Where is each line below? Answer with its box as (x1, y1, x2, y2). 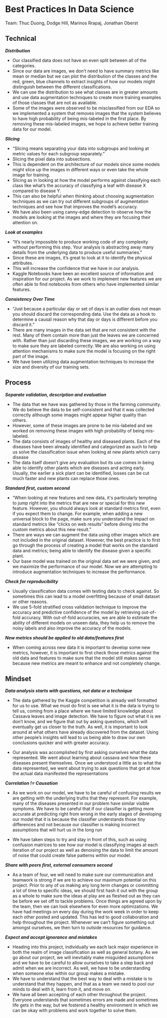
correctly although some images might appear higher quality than (12, 412, 147, 418)
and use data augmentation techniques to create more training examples (12, 94, 162, 100)
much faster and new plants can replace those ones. (12, 475, 120, 481)
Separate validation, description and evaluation (5, 391, 107, 397)
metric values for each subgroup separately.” (12, 150, 105, 156)
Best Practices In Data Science (5, 3, 134, 15)
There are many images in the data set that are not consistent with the (12, 327, 156, 333)
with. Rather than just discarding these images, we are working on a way (12, 337, 161, 343)
